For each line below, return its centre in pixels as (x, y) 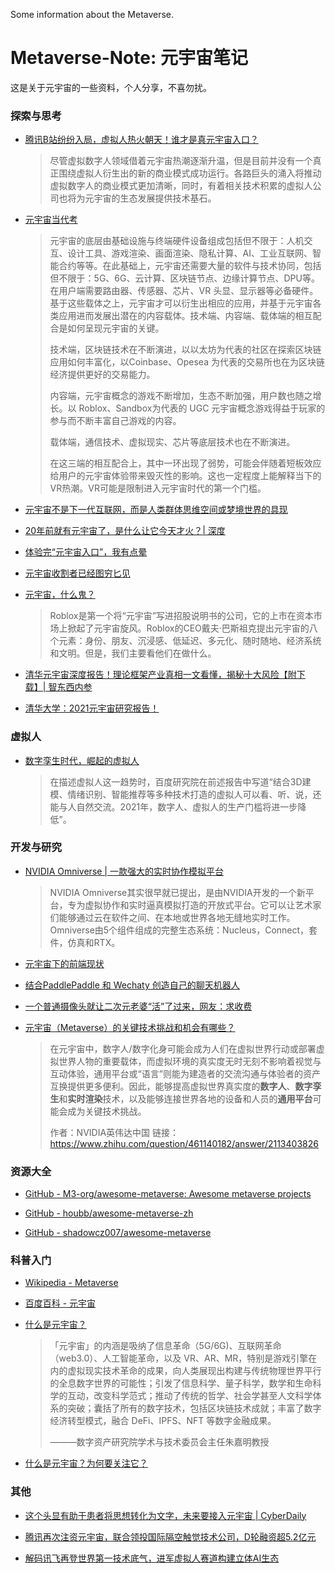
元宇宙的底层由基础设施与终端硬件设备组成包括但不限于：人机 (177, 241)
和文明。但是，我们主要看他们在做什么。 (133, 653)
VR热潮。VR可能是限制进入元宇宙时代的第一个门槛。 (158, 488)
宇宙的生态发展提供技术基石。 (155, 198)
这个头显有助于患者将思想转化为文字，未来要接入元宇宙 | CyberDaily (165, 1515)
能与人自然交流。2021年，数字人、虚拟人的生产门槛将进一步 (173, 806)
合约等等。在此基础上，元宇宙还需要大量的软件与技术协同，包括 (190, 266)
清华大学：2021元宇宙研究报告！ (92, 708)
